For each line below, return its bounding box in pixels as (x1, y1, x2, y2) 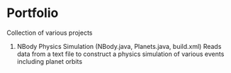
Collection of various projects (6, 28, 93, 37)
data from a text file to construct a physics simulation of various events (16, 50, 225, 58)
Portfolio (6, 5, 59, 21)
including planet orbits (16, 57, 83, 65)
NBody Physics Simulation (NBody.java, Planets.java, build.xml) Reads (16, 42, 222, 50)
